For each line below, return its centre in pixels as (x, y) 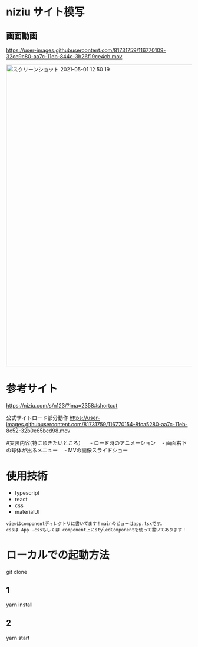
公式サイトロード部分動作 (37, 418)
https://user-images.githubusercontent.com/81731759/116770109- (86, 50)
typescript (27, 492)
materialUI (27, 511)
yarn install (19, 605)
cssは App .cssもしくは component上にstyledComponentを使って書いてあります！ (96, 530)
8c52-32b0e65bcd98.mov (38, 431)
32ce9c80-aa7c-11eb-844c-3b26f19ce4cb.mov (64, 56)
